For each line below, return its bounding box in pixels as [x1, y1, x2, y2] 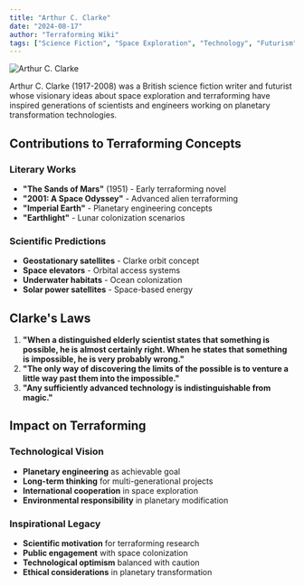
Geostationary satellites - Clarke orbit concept [22, 255, 200, 267]
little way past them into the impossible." [22, 373, 180, 384]
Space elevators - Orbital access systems [22, 265, 181, 276]
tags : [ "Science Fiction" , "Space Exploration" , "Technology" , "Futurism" [9, 38, 298, 48]
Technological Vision [9, 445, 104, 458]
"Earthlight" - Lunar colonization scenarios [22, 212, 185, 222]
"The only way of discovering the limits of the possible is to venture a [22, 364, 290, 374]
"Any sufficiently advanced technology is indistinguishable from [22, 383, 271, 393]
